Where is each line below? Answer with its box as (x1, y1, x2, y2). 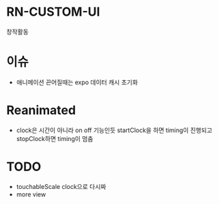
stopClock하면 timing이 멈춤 (16, 134, 93, 142)
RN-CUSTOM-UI (6, 4, 100, 20)
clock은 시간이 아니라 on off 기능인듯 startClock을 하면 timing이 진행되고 (16, 126, 213, 134)
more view (16, 190, 46, 199)
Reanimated (6, 103, 76, 118)
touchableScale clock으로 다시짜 (16, 182, 106, 190)
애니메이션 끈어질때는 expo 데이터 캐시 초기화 (16, 78, 138, 86)
